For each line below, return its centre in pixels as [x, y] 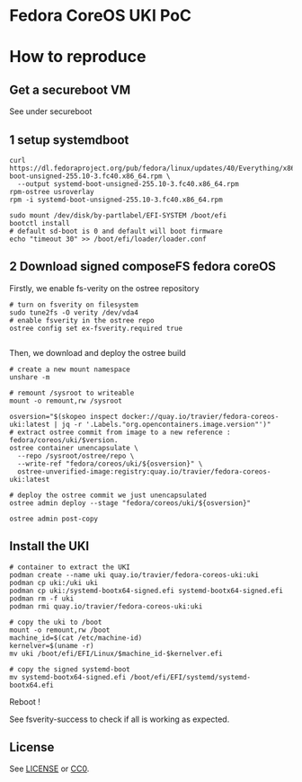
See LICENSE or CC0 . [49, 769]
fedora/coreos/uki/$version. [64, 440]
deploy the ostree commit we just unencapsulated [112, 495]
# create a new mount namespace [70, 369]
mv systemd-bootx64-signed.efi [68, 677]
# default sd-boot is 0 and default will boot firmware [116, 231]
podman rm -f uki [42, 599]
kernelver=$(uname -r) [52, 645]
